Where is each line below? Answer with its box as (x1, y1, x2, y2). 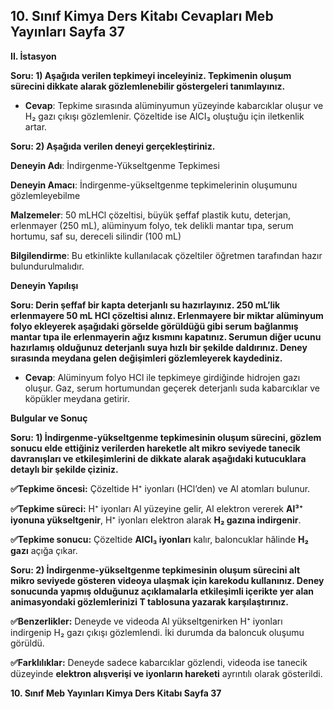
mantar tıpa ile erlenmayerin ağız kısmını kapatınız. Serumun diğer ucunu (10, 330, 322, 343)
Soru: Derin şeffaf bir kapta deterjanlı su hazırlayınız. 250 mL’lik (10, 299, 281, 311)
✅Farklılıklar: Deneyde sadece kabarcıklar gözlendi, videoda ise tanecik (10, 656, 308, 668)
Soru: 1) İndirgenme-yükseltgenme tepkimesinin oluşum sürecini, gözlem (10, 431, 322, 443)
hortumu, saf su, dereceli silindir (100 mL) (10, 230, 182, 242)
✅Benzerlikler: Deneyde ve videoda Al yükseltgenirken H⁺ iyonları (10, 615, 283, 627)
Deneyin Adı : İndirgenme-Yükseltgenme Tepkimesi (10, 159, 220, 171)
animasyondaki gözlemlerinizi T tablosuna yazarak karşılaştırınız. (10, 595, 290, 608)
